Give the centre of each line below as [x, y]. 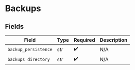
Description [114, 40]
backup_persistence [30, 49]
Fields [15, 26]
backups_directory [29, 59]
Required [84, 40]
